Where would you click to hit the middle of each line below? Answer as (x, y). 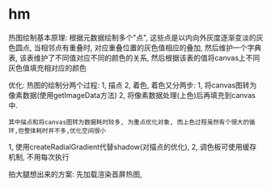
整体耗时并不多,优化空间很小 (65, 130)
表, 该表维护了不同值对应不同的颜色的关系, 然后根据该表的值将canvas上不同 (134, 57)
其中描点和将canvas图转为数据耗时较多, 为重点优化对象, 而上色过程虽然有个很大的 (129, 122)
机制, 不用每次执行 (39, 157)
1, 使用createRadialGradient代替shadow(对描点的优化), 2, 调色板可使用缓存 (133, 147)
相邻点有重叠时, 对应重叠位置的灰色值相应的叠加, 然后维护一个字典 (150, 47)
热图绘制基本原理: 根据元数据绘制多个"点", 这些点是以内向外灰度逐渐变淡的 (132, 37)
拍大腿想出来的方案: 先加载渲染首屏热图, (76, 174)
